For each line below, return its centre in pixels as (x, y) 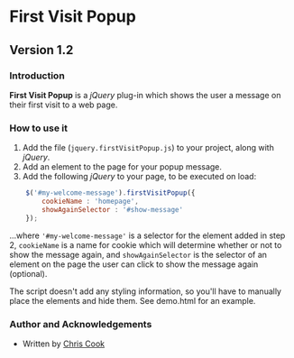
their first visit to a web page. (64, 105)
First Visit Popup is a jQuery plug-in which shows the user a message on (145, 95)
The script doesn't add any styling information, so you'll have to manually (146, 291)
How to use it (38, 128)
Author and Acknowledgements (81, 324)
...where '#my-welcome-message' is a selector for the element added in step (147, 235)
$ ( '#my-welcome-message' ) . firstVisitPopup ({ (110, 193)
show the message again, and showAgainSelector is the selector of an (138, 254)
